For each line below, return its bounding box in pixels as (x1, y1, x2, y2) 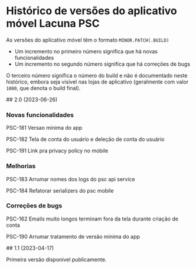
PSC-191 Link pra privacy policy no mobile (6, 147, 109, 155)
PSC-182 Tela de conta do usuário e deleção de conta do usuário (6, 136, 165, 143)
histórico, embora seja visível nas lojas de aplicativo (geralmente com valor (6, 78, 189, 85)
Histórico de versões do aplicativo (6, 4, 177, 18)
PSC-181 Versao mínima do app (6, 124, 83, 132)
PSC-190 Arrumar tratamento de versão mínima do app (6, 233, 141, 240)
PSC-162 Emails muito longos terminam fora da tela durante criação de (6, 215, 179, 222)
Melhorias (6, 162, 36, 170)
